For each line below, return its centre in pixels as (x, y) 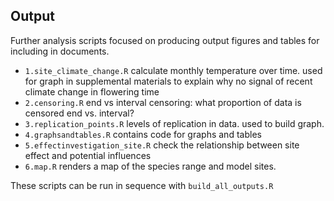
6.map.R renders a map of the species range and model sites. (150, 166)
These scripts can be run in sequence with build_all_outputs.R (142, 185)
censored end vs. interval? (79, 113)
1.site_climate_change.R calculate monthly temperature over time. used (173, 70)
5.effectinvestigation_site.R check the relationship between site (162, 145)
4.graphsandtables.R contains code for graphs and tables (143, 134)
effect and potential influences (88, 155)
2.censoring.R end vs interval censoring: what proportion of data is (163, 102)
